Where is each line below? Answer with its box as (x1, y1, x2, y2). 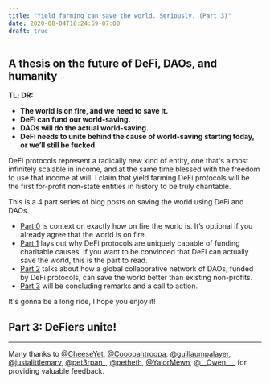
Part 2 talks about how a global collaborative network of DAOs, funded (19, 264, 254, 274)
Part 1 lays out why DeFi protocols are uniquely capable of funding (19, 238, 240, 248)
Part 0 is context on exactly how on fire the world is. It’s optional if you (19, 221, 253, 231)
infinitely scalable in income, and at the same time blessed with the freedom (8, 164, 260, 174)
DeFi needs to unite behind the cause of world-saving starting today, (19, 132, 255, 142)
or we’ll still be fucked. (19, 140, 98, 150)
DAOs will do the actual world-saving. (19, 123, 149, 133)
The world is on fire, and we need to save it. (19, 106, 169, 116)
